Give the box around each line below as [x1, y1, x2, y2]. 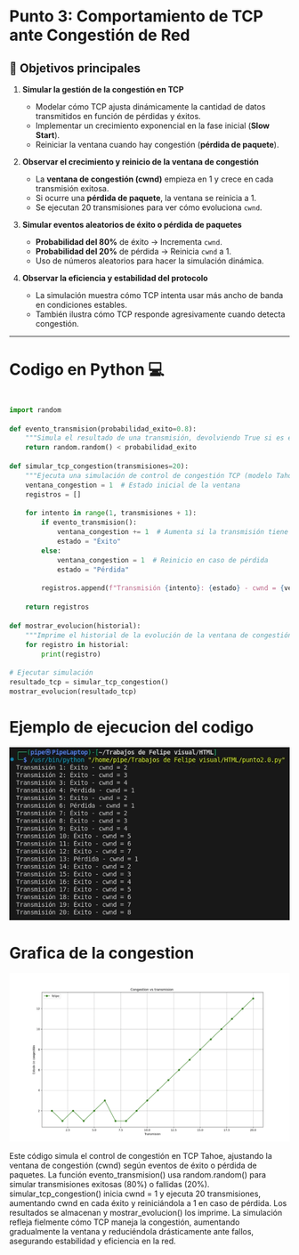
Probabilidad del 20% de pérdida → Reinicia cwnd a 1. [35, 247, 232, 256]
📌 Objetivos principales [9, 61, 141, 76]
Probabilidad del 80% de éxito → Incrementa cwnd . [35, 237, 222, 247]
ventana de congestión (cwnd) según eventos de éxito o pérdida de [9, 1160, 257, 1170]
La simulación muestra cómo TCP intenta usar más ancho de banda [35, 290, 284, 300]
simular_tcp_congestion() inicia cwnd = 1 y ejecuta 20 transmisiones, [9, 1188, 261, 1199]
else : [41, 546, 62, 555]
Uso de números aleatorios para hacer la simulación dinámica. [35, 255, 264, 266]
